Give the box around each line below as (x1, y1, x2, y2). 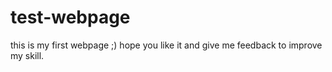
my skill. (10, 49, 45, 61)
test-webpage (10, 6, 131, 29)
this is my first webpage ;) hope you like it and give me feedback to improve (10, 39, 323, 51)
